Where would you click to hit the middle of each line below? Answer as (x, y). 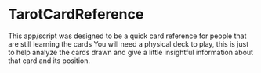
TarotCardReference (76, 14)
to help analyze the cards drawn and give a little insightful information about (130, 52)
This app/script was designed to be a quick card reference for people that (127, 36)
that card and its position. (49, 61)
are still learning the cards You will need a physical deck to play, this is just (129, 43)
